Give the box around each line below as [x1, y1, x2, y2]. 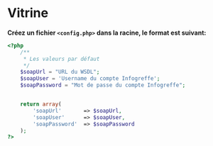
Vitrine [7, 5, 48, 21]
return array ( [20, 101, 62, 108]
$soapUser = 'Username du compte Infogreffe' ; [20, 75, 160, 82]
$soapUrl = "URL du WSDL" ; [20, 69, 100, 76]
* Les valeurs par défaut [23, 55, 100, 62]
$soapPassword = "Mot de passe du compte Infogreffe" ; [20, 82, 186, 89]
